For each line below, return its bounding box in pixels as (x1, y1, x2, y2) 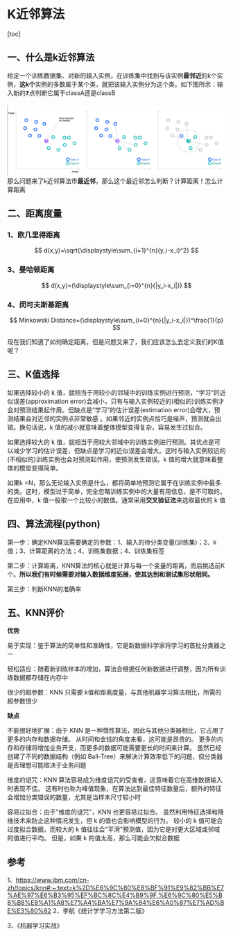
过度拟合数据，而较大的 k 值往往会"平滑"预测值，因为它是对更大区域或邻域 (7, 825, 221, 833)
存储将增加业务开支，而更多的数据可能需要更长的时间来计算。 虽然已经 (19, 744, 222, 752)
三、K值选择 (7, 368, 60, 380)
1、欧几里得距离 (7, 230, 60, 239)
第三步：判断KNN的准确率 (7, 584, 82, 593)
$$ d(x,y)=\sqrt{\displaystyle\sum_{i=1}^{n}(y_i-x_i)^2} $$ (34, 246, 199, 255)
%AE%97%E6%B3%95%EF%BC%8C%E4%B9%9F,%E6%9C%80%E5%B (7, 891, 223, 899)
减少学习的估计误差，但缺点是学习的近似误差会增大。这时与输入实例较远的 (12, 446, 226, 454)
